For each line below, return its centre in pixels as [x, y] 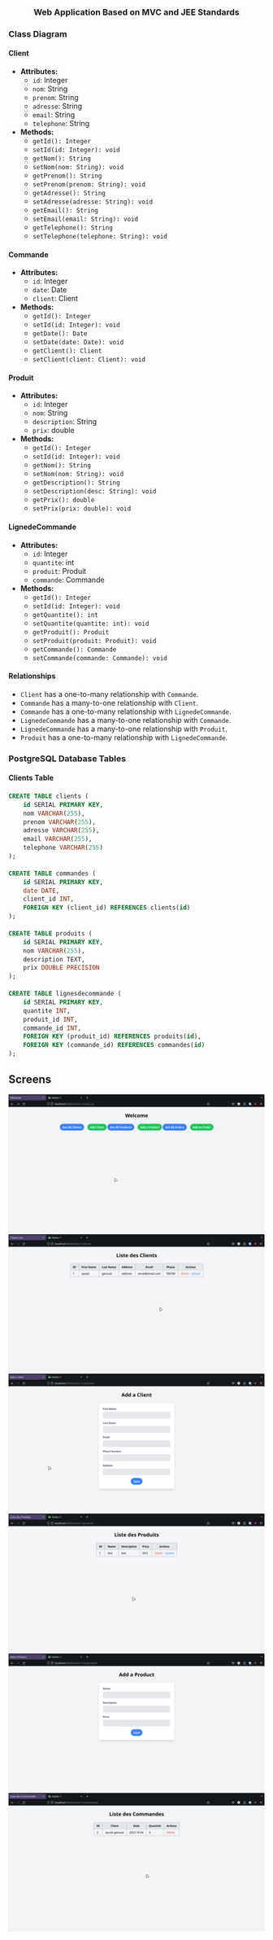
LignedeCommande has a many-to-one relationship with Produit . [123, 729]
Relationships [32, 676]
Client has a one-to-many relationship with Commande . [109, 694]
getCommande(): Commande [74, 650]
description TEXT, [54, 959]
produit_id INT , [51, 1019]
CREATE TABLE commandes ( [52, 874]
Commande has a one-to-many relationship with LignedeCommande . [126, 712]
